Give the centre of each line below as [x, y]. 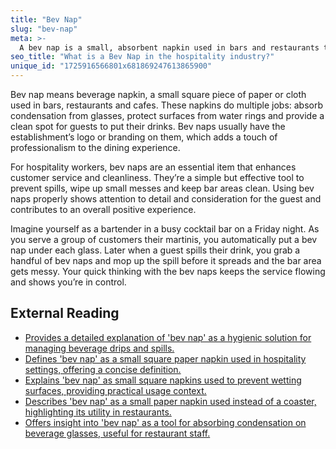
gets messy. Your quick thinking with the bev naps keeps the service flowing [168, 271]
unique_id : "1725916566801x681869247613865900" [111, 66]
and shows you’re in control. [68, 282]
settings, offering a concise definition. [103, 369]
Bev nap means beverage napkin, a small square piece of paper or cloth [158, 94]
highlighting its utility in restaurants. [98, 412]
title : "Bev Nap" [46, 19]
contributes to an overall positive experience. [103, 209]
